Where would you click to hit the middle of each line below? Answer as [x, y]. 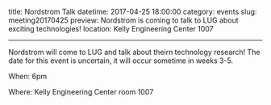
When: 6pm [27, 76]
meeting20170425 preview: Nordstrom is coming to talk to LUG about [124, 20]
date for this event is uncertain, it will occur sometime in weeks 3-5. [121, 61]
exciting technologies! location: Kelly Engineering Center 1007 [111, 29]
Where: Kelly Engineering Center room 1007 [81, 92]
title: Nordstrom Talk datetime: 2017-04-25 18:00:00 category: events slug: [133, 12]
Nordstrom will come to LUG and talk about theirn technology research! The [134, 52]
